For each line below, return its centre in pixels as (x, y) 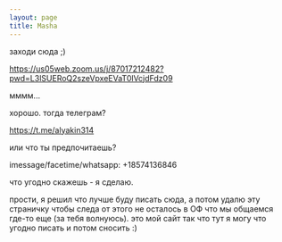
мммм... (25, 96)
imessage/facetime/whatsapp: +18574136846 (93, 164)
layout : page (33, 17)
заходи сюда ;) (37, 51)
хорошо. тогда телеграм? (58, 113)
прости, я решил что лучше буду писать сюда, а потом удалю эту (135, 199)
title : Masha (33, 26)
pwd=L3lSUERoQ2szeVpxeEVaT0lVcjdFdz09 (91, 78)
